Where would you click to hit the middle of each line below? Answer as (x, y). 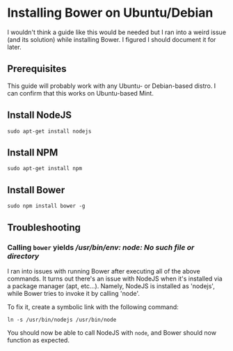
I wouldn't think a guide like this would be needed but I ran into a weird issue (117, 32)
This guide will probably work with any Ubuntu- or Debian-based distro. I (112, 86)
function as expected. (38, 340)
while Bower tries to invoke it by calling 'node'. (74, 293)
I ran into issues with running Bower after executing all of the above (104, 271)
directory (23, 256)
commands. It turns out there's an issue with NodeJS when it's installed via (115, 278)
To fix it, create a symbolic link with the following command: (93, 307)
